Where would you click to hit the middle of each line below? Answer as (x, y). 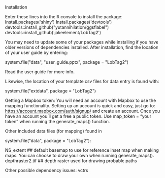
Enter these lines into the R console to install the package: (64, 17)
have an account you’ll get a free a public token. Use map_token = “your (78, 116)
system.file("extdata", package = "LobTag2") (50, 91)
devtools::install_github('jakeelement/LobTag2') (53, 32)
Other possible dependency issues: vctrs (47, 170)
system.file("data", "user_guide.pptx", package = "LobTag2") (67, 62)
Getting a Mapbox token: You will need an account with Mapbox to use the (81, 100)
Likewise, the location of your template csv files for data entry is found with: (82, 81)
